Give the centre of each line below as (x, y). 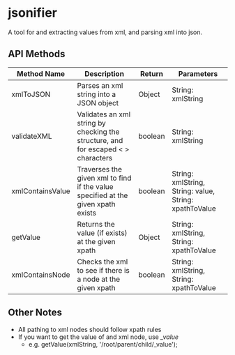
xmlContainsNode (41, 275)
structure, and (100, 140)
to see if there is (103, 270)
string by (92, 123)
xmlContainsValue (41, 191)
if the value (95, 186)
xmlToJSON (31, 94)
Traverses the (100, 169)
